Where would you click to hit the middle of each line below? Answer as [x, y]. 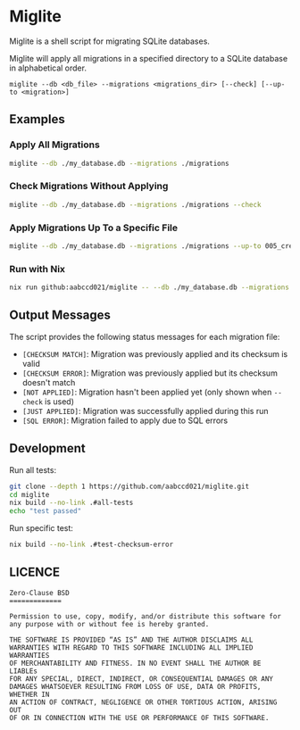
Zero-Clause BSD [39, 593]
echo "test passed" [46, 511]
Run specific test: [42, 528]
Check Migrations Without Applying [89, 187]
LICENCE [35, 572]
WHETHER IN [29, 694]
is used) [59, 401]
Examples [37, 119]
